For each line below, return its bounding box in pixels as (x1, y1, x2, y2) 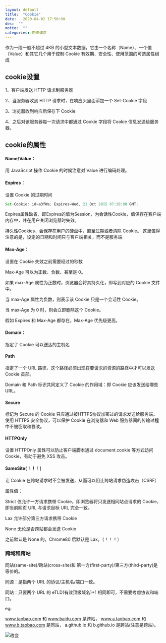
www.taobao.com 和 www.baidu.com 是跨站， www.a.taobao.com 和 (5, 616, 146, 622)
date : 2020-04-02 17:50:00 (5, 16, 65, 21)
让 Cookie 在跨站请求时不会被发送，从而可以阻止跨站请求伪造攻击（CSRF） (5, 477, 160, 483)
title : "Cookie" (5, 12, 41, 17)
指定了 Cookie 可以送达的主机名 (5, 341, 70, 347)
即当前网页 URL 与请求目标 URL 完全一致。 (5, 505, 93, 511)
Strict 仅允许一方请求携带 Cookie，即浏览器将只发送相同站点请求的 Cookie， (5, 498, 162, 504)
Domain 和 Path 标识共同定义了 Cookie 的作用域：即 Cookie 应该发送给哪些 (5, 382, 159, 387)
